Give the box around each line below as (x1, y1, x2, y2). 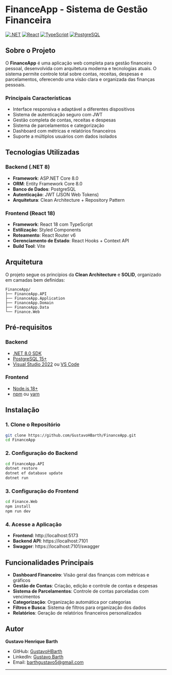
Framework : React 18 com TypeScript (12, 221, 93, 227)
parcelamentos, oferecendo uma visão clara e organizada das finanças (5, 76, 155, 82)
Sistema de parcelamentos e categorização (12, 122, 105, 129)
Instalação (5, 406, 40, 414)
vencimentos (12, 594, 40, 600)
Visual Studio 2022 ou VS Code (12, 361, 79, 367)
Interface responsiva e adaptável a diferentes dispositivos (12, 106, 135, 112)
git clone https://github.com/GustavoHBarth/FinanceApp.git (5, 433, 137, 438)
